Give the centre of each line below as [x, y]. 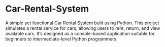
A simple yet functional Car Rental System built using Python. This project [82, 23]
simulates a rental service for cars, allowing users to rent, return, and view [83, 28]
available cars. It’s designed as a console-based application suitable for [80, 33]
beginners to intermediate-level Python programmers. [61, 39]
